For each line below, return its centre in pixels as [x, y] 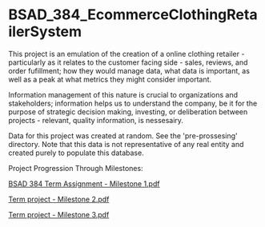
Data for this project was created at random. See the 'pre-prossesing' [123, 135]
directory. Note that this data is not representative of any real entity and [126, 144]
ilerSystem [45, 32]
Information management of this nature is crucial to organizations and [123, 94]
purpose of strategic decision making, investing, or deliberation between [128, 112]
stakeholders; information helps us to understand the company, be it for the [133, 103]
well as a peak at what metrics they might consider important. [110, 79]
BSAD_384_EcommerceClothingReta [133, 15]
